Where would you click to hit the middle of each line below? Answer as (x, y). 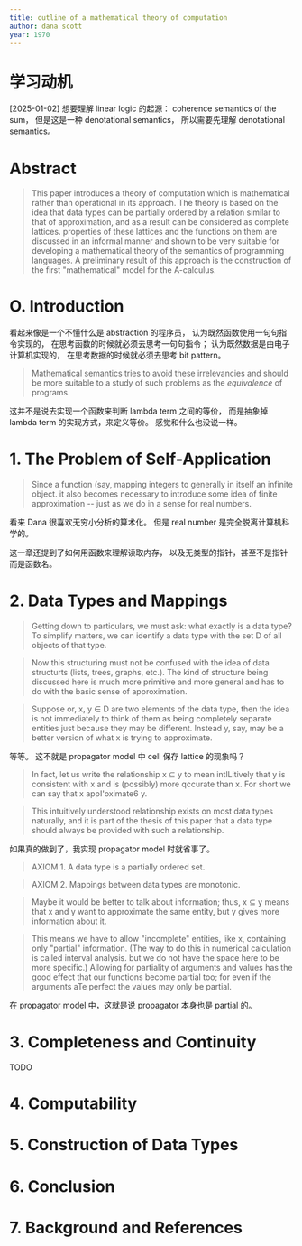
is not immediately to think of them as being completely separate (151, 719)
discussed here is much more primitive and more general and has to (158, 682)
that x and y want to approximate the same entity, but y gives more (155, 912)
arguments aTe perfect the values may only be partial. (132, 987)
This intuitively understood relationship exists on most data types (152, 811)
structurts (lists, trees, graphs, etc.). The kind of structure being (150, 673)
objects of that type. (69, 646)
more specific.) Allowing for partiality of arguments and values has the (162, 968)
